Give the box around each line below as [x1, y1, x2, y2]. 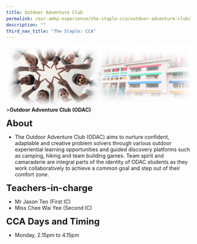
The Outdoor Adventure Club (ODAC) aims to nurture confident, [14, 133, 170, 141]
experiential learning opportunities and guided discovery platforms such [14, 146, 191, 153]
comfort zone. [14, 171, 50, 178]
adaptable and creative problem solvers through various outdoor [14, 140, 172, 147]
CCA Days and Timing [6, 216, 100, 228]
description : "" [6, 22, 46, 28]
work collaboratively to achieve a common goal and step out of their [14, 165, 180, 172]
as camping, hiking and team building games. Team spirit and [14, 152, 164, 159]
